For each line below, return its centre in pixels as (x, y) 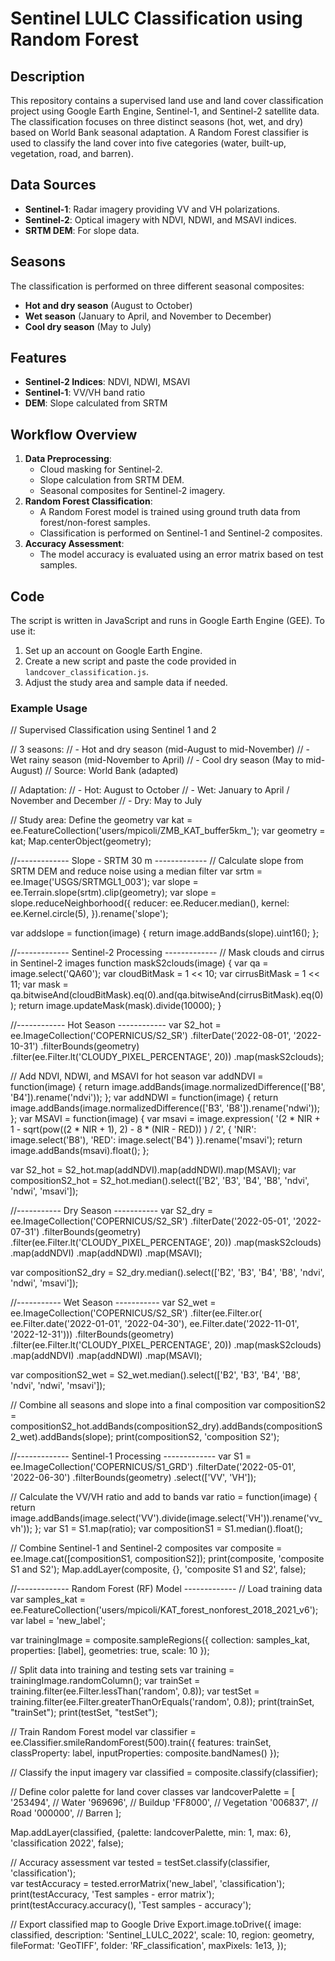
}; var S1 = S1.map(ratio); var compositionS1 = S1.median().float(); (168, 1529)
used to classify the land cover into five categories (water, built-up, (148, 143)
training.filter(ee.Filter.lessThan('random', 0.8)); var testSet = (135, 1691)
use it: (23, 631)
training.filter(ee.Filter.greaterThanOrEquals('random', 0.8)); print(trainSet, (162, 1702)
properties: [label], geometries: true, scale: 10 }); (110, 1651)
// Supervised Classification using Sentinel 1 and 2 (113, 730)
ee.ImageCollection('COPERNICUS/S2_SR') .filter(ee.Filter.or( (136, 1313)
